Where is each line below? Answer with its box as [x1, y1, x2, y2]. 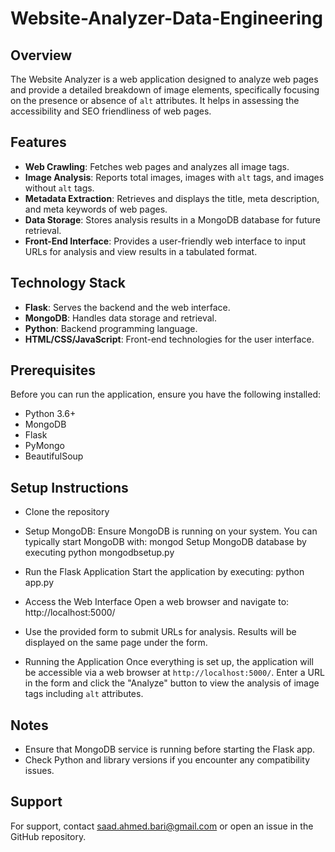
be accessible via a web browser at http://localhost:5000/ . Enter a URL [24, 667, 325, 679]
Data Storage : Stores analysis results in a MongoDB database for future [24, 213, 322, 226]
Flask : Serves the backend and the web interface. [24, 301, 231, 313]
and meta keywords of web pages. [24, 203, 168, 215]
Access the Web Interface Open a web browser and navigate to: [24, 596, 290, 608]
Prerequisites [10, 362, 96, 379]
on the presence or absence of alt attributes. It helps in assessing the [10, 95, 300, 106]
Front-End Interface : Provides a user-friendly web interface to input [24, 235, 307, 247]
